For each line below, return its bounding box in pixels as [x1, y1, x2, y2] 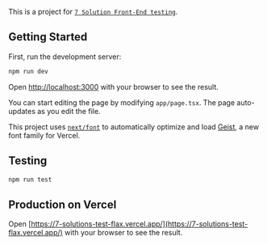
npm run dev [8, 67, 48, 75]
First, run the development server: [8, 52, 122, 61]
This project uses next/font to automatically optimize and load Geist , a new [8, 121, 260, 132]
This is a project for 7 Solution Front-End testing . [8, 7, 178, 16]
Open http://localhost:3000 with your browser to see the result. [8, 82, 219, 91]
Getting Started [8, 30, 88, 44]
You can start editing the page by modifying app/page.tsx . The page [8, 97, 236, 108]
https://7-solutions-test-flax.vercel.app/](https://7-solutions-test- [31, 219, 248, 229]
